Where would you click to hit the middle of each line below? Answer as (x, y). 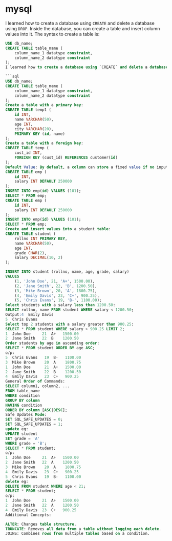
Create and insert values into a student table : (58, 229)
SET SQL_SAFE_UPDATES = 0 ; (34, 419)
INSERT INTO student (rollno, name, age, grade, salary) (67, 272)
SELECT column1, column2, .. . (38, 386)
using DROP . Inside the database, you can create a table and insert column (83, 28)
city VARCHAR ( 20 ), (34, 129)
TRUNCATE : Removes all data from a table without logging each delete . (83, 529)
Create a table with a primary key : (44, 105)
